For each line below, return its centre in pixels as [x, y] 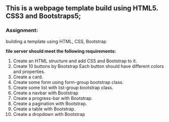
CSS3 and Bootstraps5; [44, 16]
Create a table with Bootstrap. [44, 109]
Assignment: [22, 31]
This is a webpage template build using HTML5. [82, 8]
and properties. [29, 71]
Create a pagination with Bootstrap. [50, 103]
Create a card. [28, 77]
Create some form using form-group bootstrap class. [68, 82]
